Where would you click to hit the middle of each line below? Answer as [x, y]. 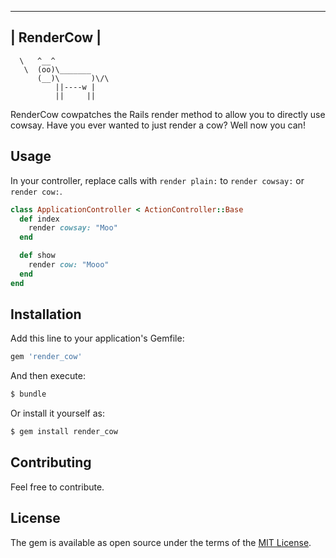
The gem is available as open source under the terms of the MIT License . [161, 542]
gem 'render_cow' [46, 357]
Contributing [51, 462]
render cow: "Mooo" [69, 265]
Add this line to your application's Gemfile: [97, 338]
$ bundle [28, 394]
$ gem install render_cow [64, 432]
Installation [46, 314]
